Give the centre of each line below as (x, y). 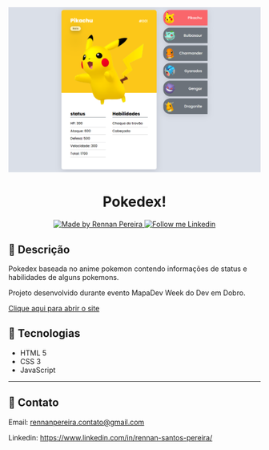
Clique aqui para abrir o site (54, 309)
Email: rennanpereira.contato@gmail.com (76, 422)
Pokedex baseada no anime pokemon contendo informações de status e (128, 269)
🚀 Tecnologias (44, 333)
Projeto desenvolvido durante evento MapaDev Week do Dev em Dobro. (127, 293)
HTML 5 (33, 353)
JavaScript (38, 370)
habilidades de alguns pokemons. (64, 278)
